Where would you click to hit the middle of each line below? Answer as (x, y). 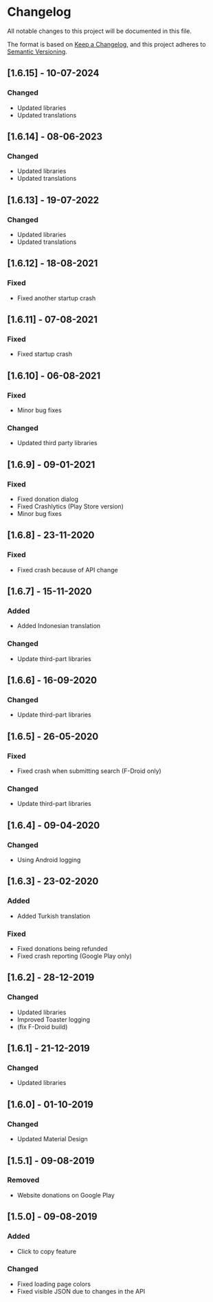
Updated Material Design (52, 1139)
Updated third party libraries (57, 443)
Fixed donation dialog (48, 500)
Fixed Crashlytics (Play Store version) (70, 506)
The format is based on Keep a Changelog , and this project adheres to (106, 44)
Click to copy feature (47, 1251)
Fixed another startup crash (56, 298)
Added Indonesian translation (59, 626)
